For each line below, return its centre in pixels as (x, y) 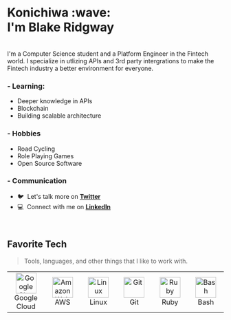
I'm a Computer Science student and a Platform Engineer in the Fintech (108, 54)
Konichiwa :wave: (59, 13)
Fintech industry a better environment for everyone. (80, 68)
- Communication (37, 181)
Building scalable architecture (59, 116)
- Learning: (26, 86)
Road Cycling (36, 149)
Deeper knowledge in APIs (55, 101)
